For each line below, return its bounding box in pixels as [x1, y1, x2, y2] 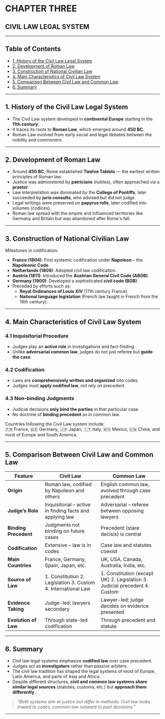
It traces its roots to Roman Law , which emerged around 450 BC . [12, 126, 144, 132]
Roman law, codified [45, 481, 92, 488]
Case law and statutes [100, 542, 152, 548]
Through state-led [45, 617, 88, 624]
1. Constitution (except [100, 570, 154, 577]
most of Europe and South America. [5, 431, 78, 437]
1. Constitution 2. [45, 573, 85, 580]
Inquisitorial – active [45, 501, 91, 508]
